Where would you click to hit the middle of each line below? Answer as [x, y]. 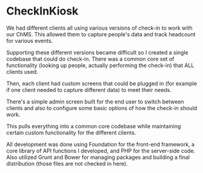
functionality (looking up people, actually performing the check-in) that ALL [100, 65]
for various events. [30, 41]
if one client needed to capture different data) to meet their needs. [89, 90]
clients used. [22, 71]
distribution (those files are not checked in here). [67, 163]
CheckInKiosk [42, 11]
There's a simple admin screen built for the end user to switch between [95, 102]
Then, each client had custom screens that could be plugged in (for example [101, 83]
